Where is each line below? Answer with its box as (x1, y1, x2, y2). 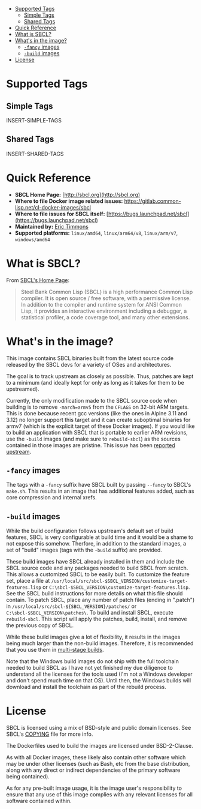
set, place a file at (6, 577, 50, 585)
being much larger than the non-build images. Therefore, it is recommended (6, 640, 194, 647)
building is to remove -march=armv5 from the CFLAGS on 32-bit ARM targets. (6, 403, 189, 411)
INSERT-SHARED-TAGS (6, 150, 64, 157)
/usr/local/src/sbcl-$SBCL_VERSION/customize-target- (51, 579, 188, 585)
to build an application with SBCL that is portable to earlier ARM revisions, (6, 429, 188, 436)
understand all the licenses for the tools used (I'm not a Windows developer (6, 670, 193, 678)
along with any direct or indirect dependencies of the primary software (6, 766, 181, 774)
